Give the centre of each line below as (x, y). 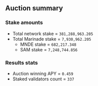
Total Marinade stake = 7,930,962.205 (52, 39)
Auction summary (34, 8)
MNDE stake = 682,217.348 (48, 44)
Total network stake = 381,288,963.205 (53, 33)
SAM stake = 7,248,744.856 (49, 49)
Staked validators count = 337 (43, 79)
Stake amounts (24, 23)
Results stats (21, 62)
